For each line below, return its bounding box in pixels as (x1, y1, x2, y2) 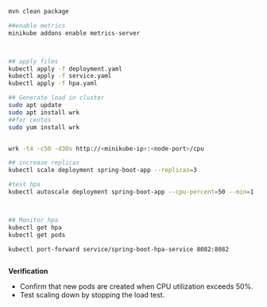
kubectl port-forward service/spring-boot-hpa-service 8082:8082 (8, 245, 229, 253)
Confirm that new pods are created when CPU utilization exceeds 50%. (19, 282, 254, 291)
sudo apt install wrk (8, 108, 80, 117)
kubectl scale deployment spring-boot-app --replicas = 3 (8, 167, 197, 175)
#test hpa (8, 181, 41, 189)
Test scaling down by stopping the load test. (19, 290, 165, 300)
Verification (8, 267, 48, 276)
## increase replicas (8, 159, 80, 167)
